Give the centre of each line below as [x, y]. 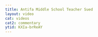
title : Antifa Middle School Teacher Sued [49, 9]
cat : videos [17, 18]
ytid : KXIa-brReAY [24, 27]
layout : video [20, 14]
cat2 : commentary [23, 23]
